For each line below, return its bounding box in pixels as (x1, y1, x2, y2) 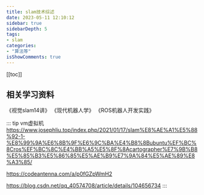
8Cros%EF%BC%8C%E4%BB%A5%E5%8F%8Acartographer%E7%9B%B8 (6, 146, 198, 153)
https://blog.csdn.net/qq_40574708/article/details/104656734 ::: (6, 182, 168, 190)
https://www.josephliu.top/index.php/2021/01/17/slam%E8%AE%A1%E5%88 (6, 127, 198, 134)
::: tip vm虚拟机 (6, 119, 44, 127)
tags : (6, 31, 20, 38)
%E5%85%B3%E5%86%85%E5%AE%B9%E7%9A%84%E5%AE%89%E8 (6, 152, 195, 159)
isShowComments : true (6, 54, 61, 60)
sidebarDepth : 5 (6, 25, 47, 32)
